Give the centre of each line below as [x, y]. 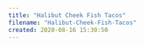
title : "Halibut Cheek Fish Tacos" [67, 15]
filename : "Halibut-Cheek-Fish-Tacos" [72, 23]
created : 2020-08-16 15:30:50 [58, 30]
